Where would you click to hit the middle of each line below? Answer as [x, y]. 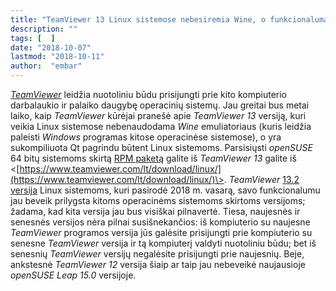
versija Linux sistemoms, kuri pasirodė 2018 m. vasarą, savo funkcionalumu [165, 190]
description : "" [44, 29]
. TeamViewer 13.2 [261, 179]
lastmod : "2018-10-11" [57, 57]
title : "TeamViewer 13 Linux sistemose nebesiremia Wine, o [138, 19]
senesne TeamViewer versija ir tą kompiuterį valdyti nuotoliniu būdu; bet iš [163, 243]
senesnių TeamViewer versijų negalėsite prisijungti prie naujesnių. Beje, [157, 254]
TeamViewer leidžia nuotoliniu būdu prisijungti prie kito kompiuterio [149, 94]
